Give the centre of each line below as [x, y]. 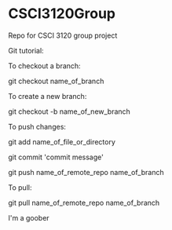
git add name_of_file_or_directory [62, 141]
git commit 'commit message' [56, 157]
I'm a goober [29, 217]
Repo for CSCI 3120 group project [63, 35]
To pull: [20, 187]
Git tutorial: [26, 50]
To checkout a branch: [44, 66]
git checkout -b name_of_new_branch [70, 111]
